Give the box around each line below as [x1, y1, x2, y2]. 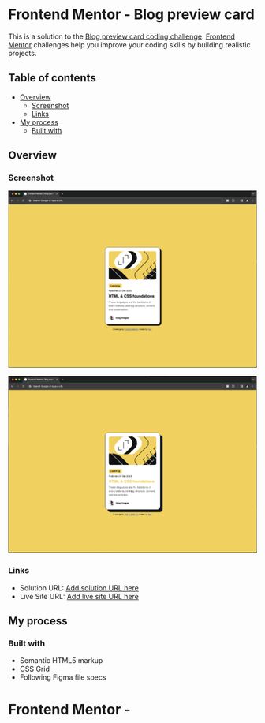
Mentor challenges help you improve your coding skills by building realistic [8, 39, 251, 49]
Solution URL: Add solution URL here [19, 583, 140, 593]
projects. [8, 48, 37, 58]
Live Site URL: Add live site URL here [19, 591, 140, 601]
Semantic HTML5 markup [19, 656, 103, 665]
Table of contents [8, 71, 96, 84]
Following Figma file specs [19, 672, 106, 682]
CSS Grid [19, 665, 50, 674]
